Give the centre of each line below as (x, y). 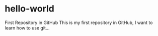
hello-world (30, 9)
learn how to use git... (27, 27)
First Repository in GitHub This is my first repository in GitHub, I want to (79, 22)
